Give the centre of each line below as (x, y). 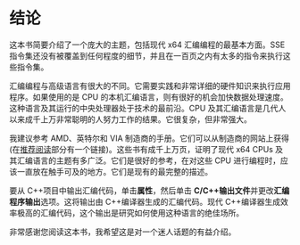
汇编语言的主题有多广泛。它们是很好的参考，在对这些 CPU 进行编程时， (149, 160)
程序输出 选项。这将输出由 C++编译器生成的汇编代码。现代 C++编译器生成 (145, 201)
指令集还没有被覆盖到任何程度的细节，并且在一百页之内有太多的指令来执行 (146, 55)
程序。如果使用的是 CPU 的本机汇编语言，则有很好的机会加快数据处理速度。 (149, 97)
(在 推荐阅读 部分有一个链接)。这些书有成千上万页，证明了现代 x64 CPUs (142, 149)
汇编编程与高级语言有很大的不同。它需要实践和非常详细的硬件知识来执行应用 (150, 86)
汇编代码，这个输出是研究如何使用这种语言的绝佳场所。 (142, 212)
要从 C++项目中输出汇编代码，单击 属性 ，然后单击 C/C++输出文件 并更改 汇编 (150, 190)
